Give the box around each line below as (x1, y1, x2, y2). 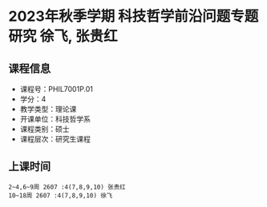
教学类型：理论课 (19, 105, 77, 113)
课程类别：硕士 (19, 125, 70, 133)
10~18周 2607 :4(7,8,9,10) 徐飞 (8, 191, 113, 200)
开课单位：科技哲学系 (19, 114, 91, 124)
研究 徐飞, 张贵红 (8, 27, 118, 46)
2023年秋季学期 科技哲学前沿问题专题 (8, 7, 259, 26)
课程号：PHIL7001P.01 (19, 85, 94, 94)
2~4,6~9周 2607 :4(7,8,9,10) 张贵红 (8, 183, 126, 191)
